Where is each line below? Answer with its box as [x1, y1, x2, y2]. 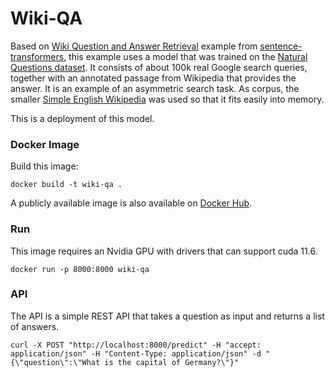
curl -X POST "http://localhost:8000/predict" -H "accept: [10, 340, 262, 350]
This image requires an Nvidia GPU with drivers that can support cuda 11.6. [10, 245, 318, 257]
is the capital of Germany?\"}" [104, 357, 240, 367]
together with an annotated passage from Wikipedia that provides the [10, 72, 297, 84]
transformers [10, 50, 65, 62]
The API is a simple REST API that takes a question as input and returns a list [10, 310, 325, 322]
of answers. [10, 320, 60, 332]
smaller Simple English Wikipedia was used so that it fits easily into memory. [10, 93, 325, 105]
